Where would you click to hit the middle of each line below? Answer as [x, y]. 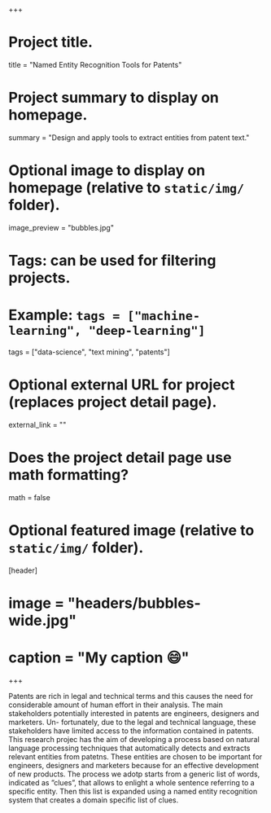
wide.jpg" [43, 620]
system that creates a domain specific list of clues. [94, 800]
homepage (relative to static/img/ [127, 188]
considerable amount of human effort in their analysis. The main [116, 705]
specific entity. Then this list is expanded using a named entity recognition [133, 791]
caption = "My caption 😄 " [99, 658]
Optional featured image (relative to [131, 530]
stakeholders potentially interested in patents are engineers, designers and [134, 713]
